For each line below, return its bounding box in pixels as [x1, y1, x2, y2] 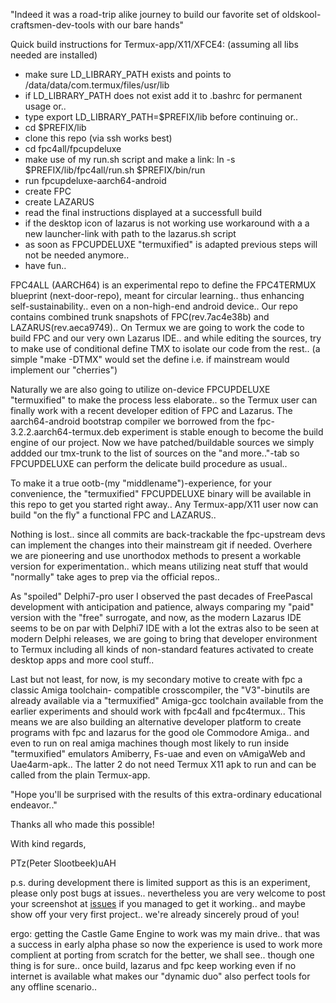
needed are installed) [10, 49, 98, 61]
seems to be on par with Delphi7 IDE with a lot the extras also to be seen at [10, 622, 320, 634]
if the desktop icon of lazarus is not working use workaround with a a [24, 217, 310, 229]
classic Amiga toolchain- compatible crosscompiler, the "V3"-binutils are [10, 684, 310, 696]
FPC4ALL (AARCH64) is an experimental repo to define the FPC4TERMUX [10, 279, 317, 291]
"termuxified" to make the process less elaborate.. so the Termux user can [10, 394, 318, 406]
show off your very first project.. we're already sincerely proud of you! [10, 909, 300, 920]
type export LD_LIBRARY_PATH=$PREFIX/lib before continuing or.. [24, 111, 299, 123]
